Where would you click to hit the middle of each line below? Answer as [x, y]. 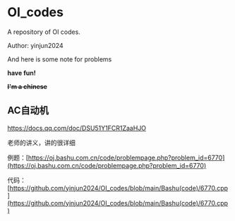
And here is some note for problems [60, 59]
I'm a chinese [28, 86]
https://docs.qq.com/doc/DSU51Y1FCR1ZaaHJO [77, 128]
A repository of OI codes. [44, 32]
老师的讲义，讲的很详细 [41, 143]
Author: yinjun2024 [35, 45]
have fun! [22, 73]
